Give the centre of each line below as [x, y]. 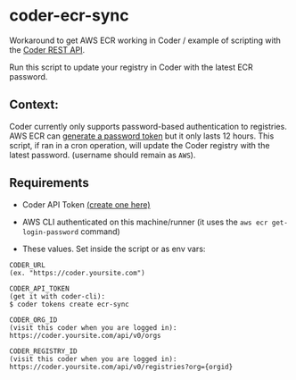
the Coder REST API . [47, 49]
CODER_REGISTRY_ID [43, 351]
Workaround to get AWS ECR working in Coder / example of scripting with [145, 40]
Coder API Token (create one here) [86, 204]
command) [100, 231]
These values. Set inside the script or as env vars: [114, 249]
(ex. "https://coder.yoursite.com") [77, 273]
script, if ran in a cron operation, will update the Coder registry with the [140, 145]
